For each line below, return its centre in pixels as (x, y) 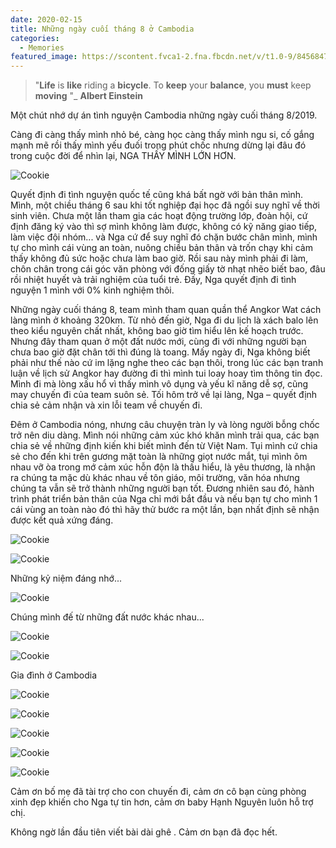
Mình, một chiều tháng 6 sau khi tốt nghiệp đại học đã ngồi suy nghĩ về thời (165, 205)
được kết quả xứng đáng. (62, 520)
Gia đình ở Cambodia (53, 675)
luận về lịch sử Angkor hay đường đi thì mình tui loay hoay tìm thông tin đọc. (166, 373)
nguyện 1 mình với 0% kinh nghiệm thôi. (92, 290)
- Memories (42, 47)
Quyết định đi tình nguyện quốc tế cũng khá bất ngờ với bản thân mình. (157, 195)
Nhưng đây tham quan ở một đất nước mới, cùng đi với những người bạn (158, 342)
